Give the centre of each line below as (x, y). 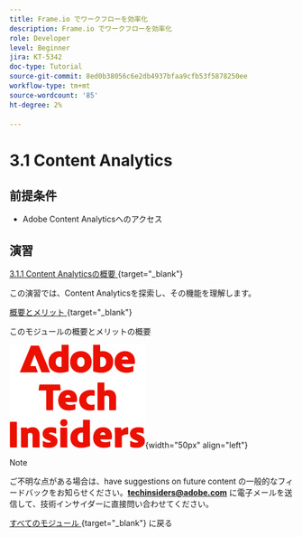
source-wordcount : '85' (54, 95)
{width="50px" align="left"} (197, 445)
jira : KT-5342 (36, 57)
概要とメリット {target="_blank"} (71, 313)
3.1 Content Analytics (91, 160)
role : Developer (40, 38)
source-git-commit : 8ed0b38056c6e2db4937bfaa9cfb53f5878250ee (128, 77)
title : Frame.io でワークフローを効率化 (79, 19)
